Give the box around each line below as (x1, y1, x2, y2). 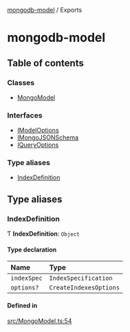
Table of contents (7, 57, 84, 69)
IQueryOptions (17, 141, 59, 149)
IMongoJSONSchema (17, 133, 79, 142)
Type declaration (7, 245, 57, 254)
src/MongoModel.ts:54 (7, 316, 72, 325)
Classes (7, 78, 35, 87)
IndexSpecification (49, 274, 113, 283)
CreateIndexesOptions (49, 284, 120, 291)
